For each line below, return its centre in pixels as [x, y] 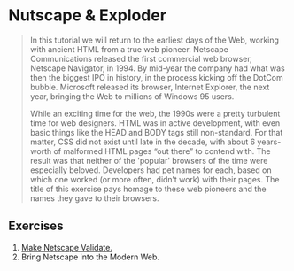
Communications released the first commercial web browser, [141, 58]
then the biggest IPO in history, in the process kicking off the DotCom [157, 77]
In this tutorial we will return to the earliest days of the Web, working [155, 40]
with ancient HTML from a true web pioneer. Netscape [129, 49]
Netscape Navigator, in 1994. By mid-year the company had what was [157, 68]
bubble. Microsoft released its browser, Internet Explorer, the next [150, 87]
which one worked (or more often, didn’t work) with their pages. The [155, 179]
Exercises [36, 226]
